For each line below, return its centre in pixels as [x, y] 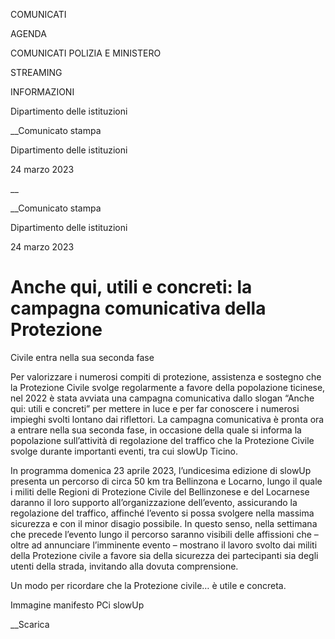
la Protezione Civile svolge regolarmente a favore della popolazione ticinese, [168, 387]
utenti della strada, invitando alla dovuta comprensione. [124, 566]
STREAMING [36, 72]
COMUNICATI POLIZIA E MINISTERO [86, 53]
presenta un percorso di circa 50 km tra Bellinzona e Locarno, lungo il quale [166, 481]
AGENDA [28, 33]
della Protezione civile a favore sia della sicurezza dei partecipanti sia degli [164, 555]
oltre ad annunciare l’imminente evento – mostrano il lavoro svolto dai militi [164, 545]
